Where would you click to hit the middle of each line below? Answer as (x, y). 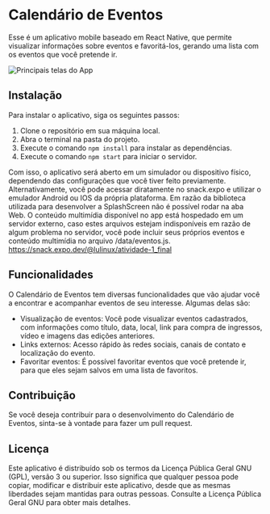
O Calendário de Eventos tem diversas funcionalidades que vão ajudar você (134, 294)
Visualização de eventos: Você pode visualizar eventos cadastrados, (134, 318)
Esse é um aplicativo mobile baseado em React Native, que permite (120, 37)
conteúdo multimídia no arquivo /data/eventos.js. (89, 241)
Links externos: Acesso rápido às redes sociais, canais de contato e (133, 344)
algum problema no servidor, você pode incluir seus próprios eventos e (127, 232)
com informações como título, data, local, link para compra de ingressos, (141, 327)
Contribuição (42, 395)
